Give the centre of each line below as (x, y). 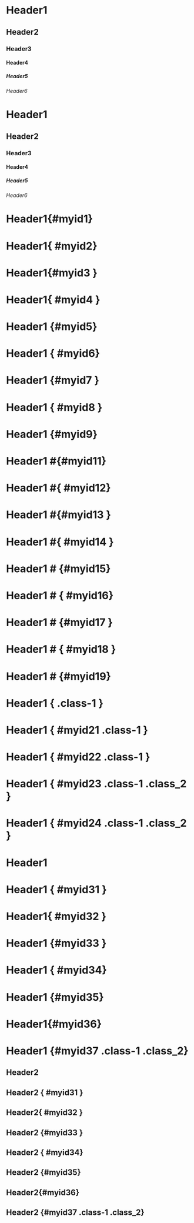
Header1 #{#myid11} (56, 461)
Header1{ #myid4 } (53, 300)
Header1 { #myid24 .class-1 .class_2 (96, 823)
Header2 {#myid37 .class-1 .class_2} (76, 1213)
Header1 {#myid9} (52, 434)
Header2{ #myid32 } (45, 1113)
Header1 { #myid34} (56, 970)
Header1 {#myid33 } (56, 943)
